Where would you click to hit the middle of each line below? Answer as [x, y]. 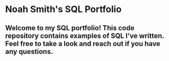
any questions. [29, 51]
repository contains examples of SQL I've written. [85, 36]
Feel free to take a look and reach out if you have [83, 44]
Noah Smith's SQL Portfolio [64, 9]
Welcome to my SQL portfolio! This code [70, 28]
